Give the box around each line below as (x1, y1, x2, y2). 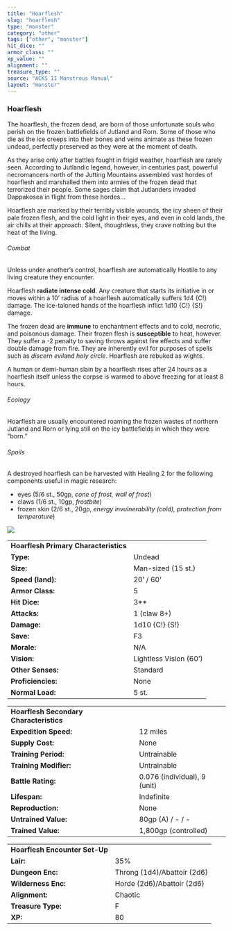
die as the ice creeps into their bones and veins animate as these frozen (7, 135, 213, 143)
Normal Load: (10, 688, 56, 698)
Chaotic (114, 890, 141, 900)
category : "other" (7, 29, 60, 37)
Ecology (7, 395, 31, 404)
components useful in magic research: (7, 477, 117, 485)
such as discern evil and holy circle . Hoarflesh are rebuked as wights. (7, 352, 205, 360)
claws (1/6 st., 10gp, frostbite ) (17, 497, 103, 506)
